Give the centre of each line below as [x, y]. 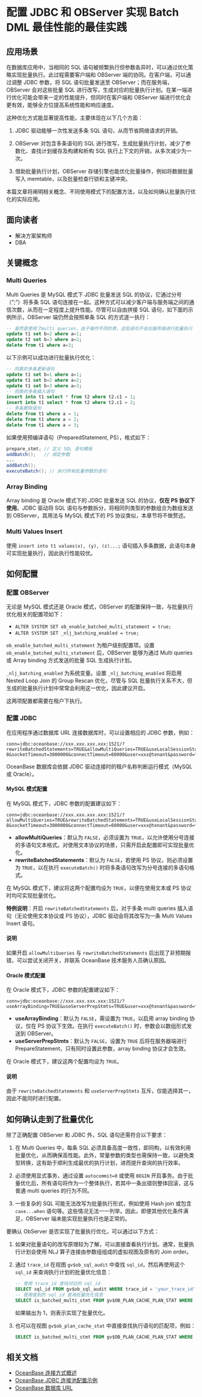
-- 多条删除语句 [24, 408]
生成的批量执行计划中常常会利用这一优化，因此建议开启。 [77, 688]
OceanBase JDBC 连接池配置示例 [56, 1380]
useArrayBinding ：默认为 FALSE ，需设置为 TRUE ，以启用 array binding [101, 1018]
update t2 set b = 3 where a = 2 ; [44, 340]
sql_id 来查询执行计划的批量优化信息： [63, 1272]
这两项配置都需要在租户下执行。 [46, 701]
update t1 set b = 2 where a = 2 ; [44, 380]
